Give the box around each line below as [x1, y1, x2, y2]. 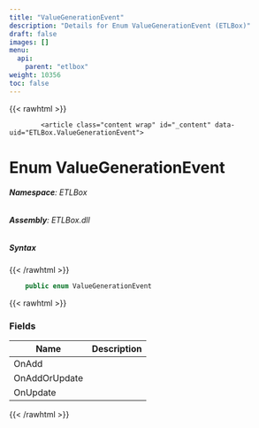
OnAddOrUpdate [13, 372, 84, 385]
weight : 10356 [9, 71, 62, 80]
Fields [9, 320, 36, 332]
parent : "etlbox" [25, 63, 89, 72]
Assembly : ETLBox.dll [9, 214, 90, 226]
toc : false [9, 79, 50, 88]
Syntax [9, 242, 37, 253]
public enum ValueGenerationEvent [25, 282, 152, 291]
